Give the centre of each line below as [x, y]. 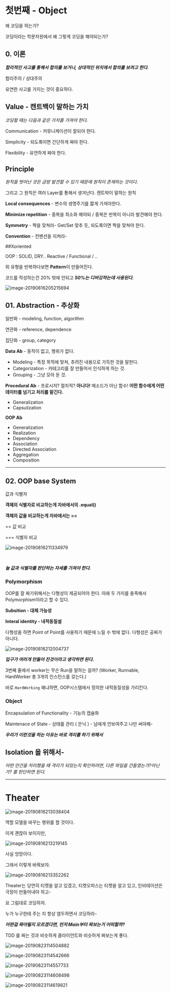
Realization [24, 433]
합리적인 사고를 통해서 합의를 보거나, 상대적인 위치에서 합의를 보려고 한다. [77, 67]
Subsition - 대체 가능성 [28, 611]
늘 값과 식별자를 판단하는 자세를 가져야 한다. [48, 568]
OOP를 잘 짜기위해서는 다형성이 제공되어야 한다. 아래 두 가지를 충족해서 [76, 593]
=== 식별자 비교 [21, 537]
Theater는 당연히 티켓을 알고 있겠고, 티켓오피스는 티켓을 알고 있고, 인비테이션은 [84, 886]
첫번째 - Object [36, 10]
